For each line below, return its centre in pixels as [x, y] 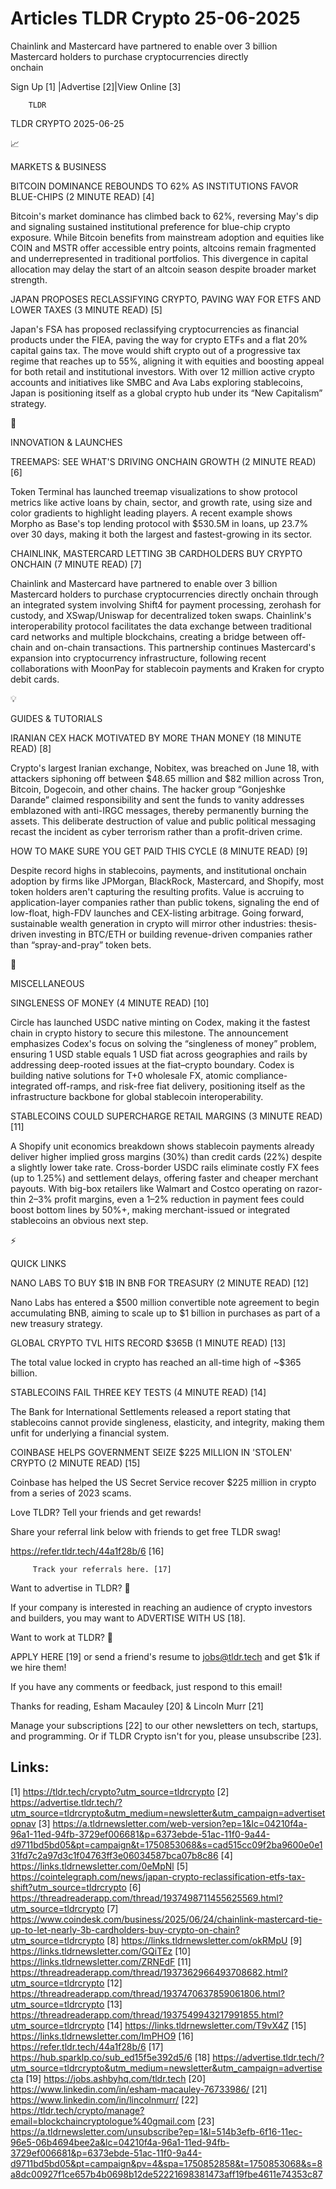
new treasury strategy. [56, 1323]
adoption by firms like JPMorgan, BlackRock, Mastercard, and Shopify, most [167, 881]
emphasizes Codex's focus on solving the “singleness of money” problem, [163, 1043]
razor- [309, 1188]
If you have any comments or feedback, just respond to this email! [146, 1686]
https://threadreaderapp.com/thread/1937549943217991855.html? [147, 2014]
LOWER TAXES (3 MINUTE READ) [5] [86, 309]
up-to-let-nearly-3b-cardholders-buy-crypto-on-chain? [125, 1929]
